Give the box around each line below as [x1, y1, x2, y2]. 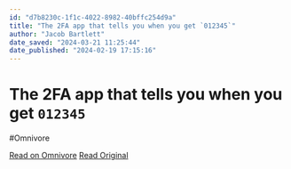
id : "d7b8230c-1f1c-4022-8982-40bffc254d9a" [9, 12, 177, 22]
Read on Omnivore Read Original [9, 150, 129, 161]
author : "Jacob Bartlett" [9, 29, 105, 38]
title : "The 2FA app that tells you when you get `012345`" [9, 21, 237, 30]
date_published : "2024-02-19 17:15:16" [9, 46, 157, 55]
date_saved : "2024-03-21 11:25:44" [9, 37, 141, 47]
